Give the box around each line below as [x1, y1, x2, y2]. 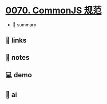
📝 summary [12, 21, 37, 28]
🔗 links [5, 36, 27, 45]
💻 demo [5, 71, 32, 79]
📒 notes [5, 53, 30, 62]
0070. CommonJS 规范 [5, 5, 102, 16]
